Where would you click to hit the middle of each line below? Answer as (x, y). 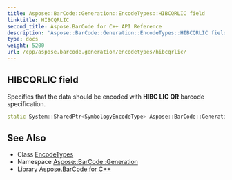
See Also (27, 138)
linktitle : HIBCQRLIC (38, 20)
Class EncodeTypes (45, 154)
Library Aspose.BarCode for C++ (64, 169)
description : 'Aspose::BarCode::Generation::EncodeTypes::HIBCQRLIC (108, 33)
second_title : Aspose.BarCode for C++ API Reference (85, 26)
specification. (27, 103)
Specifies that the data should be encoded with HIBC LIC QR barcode (106, 97)
